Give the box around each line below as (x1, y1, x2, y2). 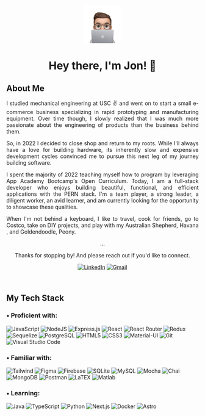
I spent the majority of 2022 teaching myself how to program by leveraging (6, 171, 199, 178)
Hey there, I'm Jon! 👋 (48, 59, 157, 73)
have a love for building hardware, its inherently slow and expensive (6, 146, 199, 153)
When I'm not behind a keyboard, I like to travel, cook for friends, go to (6, 215, 199, 222)
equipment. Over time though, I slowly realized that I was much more (6, 115, 199, 122)
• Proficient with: (6, 311, 58, 320)
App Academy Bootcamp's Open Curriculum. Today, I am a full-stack (6, 178, 199, 184)
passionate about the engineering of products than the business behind (6, 121, 199, 129)
